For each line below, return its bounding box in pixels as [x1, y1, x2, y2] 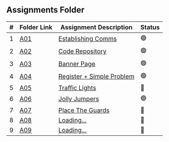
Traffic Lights [58, 83, 96, 92]
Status [140, 23, 160, 31]
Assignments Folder [6, 5, 85, 15]
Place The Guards [58, 106, 110, 115]
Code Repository [58, 47, 107, 55]
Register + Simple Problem [58, 73, 135, 81]
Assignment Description [60, 23, 133, 31]
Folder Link [19, 23, 53, 31]
